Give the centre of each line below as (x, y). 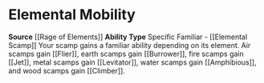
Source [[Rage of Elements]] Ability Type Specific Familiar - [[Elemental (128, 37)
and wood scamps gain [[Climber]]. (67, 70)
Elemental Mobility (72, 15)
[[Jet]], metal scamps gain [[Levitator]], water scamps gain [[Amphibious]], (132, 62)
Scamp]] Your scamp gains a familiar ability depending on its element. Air (130, 45)
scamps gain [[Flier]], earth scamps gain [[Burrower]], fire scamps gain (126, 53)
